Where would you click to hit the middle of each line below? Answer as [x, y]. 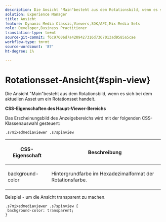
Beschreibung [105, 153]
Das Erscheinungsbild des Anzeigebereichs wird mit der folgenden [73, 118]
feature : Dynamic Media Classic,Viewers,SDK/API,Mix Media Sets [73, 24]
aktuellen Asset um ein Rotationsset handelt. [50, 99]
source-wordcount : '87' [30, 47]
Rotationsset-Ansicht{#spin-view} [78, 80]
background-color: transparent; [41, 211]
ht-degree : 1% [20, 51]
